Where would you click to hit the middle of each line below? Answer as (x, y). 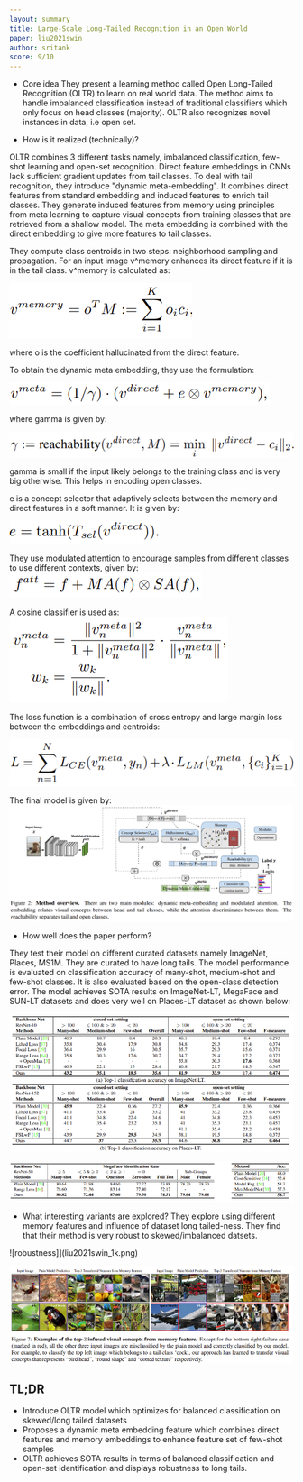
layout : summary (40, 19)
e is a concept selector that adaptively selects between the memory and (143, 499)
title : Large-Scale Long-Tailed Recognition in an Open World (129, 28)
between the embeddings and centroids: (85, 727)
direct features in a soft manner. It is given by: (94, 508)
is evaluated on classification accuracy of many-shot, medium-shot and (142, 973)
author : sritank (40, 48)
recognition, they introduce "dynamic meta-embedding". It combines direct (149, 186)
